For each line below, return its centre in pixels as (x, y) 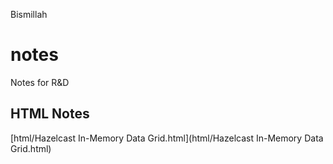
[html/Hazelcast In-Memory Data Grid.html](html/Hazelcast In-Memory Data (167, 138)
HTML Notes (50, 114)
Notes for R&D (40, 82)
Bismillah (29, 14)
